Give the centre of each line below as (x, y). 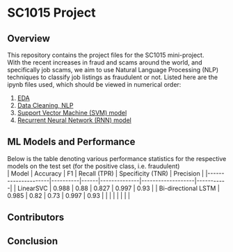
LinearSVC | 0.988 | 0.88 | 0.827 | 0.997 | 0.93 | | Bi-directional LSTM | (119, 188)
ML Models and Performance (71, 142)
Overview (29, 39)
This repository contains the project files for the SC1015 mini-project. (106, 55)
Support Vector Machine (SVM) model (72, 113)
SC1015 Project (51, 13)
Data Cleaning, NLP (45, 105)
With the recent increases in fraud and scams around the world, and (105, 62)
